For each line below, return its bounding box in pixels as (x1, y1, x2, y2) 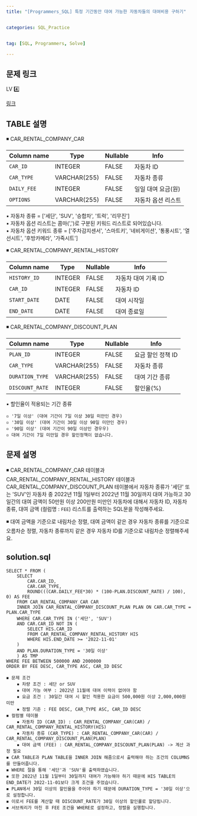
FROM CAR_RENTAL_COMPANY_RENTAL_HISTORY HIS (27, 631, 139, 637)
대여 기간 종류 (134, 373, 171, 381)
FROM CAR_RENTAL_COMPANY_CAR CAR (17, 599, 99, 605)
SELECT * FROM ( (6, 568, 46, 574)
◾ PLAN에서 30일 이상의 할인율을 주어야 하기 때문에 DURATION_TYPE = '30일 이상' (6, 786, 186, 792)
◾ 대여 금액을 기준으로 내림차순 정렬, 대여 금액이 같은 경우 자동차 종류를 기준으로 (6, 518, 190, 525)
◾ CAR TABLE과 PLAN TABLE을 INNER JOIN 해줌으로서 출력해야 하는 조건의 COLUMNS (6, 754, 190, 760)
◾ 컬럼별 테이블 (6, 712, 39, 718)
